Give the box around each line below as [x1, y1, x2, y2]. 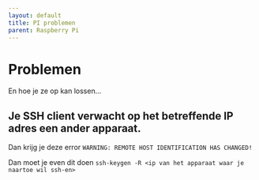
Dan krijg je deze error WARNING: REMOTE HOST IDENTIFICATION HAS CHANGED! [8, 143, 253, 152]
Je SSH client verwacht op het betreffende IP [8, 109, 234, 122]
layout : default [8, 11, 62, 20]
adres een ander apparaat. [8, 122, 141, 135]
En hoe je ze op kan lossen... [8, 86, 102, 96]
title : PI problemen [8, 19, 77, 27]
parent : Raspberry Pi [8, 26, 80, 34]
